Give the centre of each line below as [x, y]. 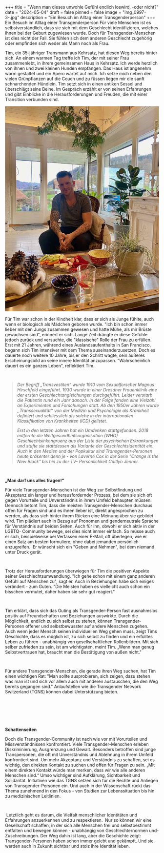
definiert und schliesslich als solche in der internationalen [75, 416]
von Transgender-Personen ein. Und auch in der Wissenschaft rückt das [78, 786]
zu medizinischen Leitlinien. [33, 796]
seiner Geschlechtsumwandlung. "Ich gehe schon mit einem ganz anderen [80, 576]
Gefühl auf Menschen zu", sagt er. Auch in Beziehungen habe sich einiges [80, 581]
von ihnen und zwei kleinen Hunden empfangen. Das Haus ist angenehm [78, 68]
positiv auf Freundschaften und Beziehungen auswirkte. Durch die [72, 616]
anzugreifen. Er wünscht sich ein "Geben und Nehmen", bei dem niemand [80, 547]
